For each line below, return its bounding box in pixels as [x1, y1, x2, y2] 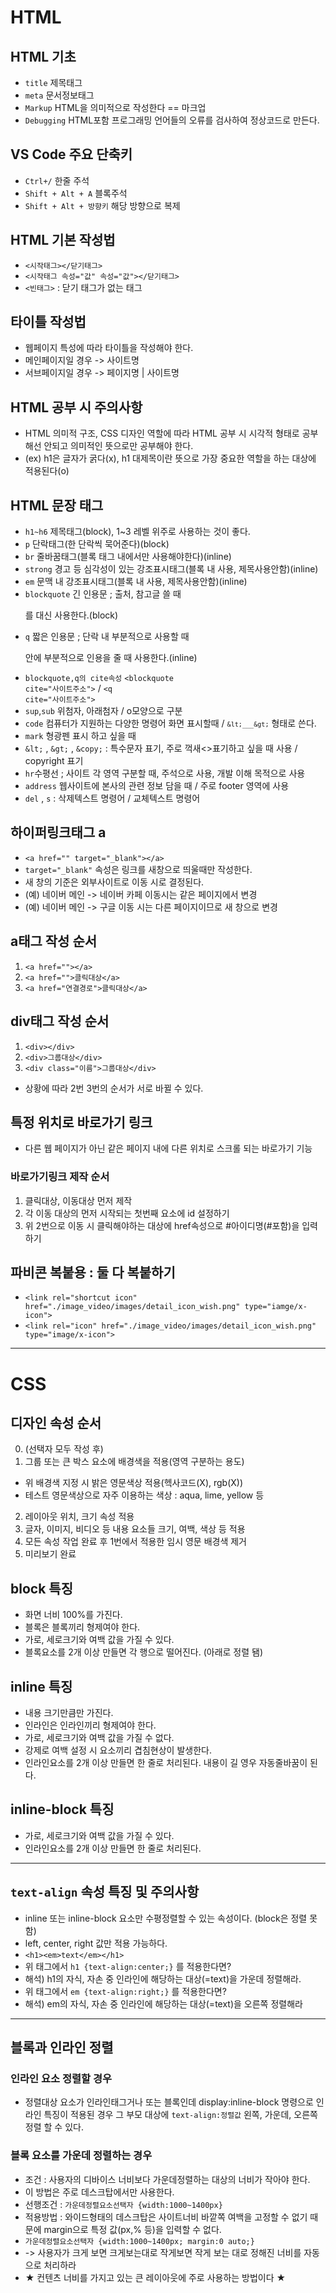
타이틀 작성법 [10, 314, 87, 331]
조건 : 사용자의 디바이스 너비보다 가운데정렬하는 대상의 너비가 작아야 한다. [24, 2173, 311, 2185]
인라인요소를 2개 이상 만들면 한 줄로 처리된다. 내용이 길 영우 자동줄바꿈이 [24, 1757, 308, 1769]
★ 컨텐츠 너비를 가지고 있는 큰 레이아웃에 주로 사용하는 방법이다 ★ [24, 2271, 287, 2283]
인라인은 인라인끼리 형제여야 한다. [24, 1719, 157, 1731]
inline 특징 [10, 1678, 73, 1695]
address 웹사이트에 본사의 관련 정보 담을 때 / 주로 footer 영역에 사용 [24, 780, 290, 792]
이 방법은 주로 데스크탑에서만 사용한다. [24, 2186, 175, 2198]
